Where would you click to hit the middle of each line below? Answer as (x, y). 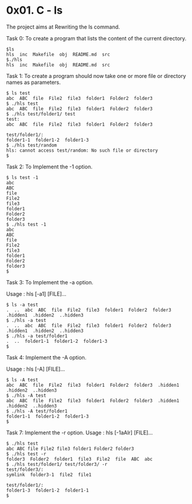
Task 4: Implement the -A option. (46, 357)
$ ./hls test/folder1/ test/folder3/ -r (57, 464)
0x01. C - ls (34, 10)
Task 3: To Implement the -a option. (50, 282)
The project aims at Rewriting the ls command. (63, 27)
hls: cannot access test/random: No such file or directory (82, 150)
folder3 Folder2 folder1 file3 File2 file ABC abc (79, 459)
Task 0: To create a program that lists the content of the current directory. (96, 38)
